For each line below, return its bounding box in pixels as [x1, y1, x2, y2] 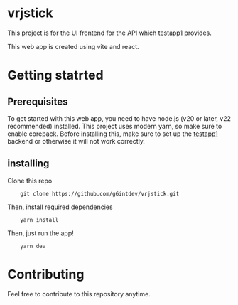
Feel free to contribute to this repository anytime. [7, 289, 151, 298]
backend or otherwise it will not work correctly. [7, 137, 146, 145]
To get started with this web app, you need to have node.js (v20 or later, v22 [7, 114, 232, 122]
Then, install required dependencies [7, 203, 113, 211]
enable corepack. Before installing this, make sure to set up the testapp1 [7, 129, 218, 138]
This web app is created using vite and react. [7, 42, 139, 50]
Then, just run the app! [7, 229, 75, 237]
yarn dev [20, 242, 46, 250]
